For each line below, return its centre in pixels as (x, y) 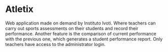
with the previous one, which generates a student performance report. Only (84, 39)
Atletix (19, 9)
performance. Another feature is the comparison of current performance (81, 33)
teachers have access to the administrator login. (55, 44)
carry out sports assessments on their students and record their (72, 28)
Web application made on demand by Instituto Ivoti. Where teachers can (80, 23)
